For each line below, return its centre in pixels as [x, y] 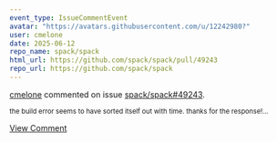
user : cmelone [36, 35]
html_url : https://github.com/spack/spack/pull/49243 [114, 60]
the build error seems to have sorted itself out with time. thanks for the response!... [139, 111]
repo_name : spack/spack [55, 52]
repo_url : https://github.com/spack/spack [91, 69]
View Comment [38, 127]
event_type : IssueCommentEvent [69, 18]
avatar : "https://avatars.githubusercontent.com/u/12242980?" [130, 26]
